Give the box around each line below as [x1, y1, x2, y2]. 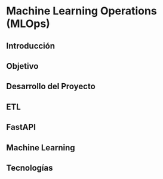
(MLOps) [6, 17, 51, 31]
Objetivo [6, 61, 39, 71]
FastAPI [6, 122, 36, 132]
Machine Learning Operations [6, 4, 157, 18]
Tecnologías [6, 163, 53, 173]
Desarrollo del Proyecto [6, 81, 96, 92]
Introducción [6, 41, 56, 51]
